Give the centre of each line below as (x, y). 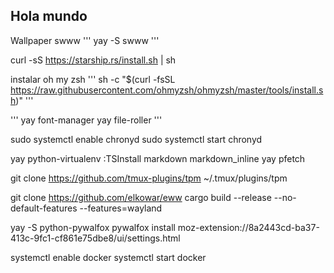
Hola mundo (49, 16)
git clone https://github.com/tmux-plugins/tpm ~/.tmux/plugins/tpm (149, 178)
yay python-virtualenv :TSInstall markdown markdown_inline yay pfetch (158, 158)
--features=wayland (121, 208)
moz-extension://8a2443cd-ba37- (248, 227)
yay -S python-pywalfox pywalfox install (93, 227)
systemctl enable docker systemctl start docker (108, 257)
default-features (44, 208)
